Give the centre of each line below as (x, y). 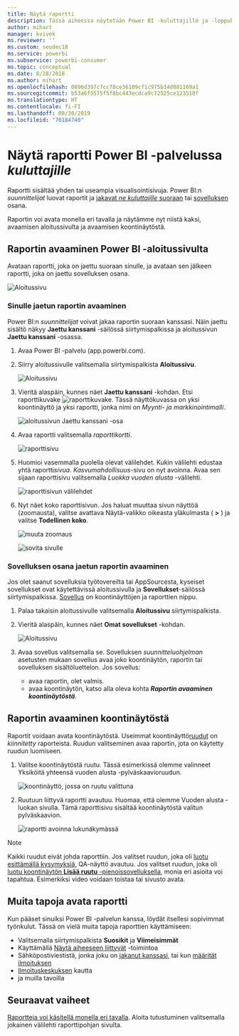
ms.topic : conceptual (39, 67)
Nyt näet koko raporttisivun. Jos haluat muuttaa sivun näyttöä (108, 505)
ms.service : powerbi (38, 54)
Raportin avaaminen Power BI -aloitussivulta (108, 249)
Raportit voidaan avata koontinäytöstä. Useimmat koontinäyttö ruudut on (113, 735)
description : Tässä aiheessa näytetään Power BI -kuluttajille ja (108, 21)
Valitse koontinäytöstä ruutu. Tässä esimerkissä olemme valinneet (114, 765)
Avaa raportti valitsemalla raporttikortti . (75, 435)
